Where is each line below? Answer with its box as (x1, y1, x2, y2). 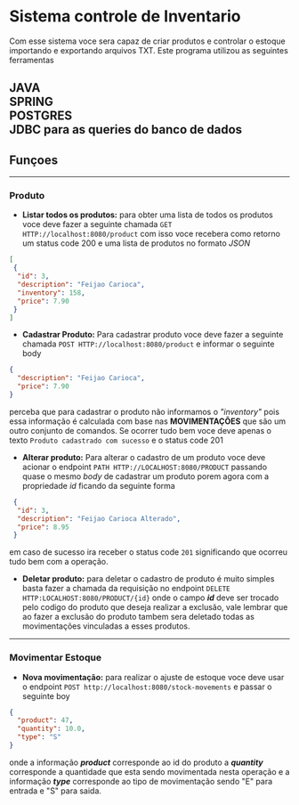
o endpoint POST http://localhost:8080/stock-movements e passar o (21, 681, 272, 692)
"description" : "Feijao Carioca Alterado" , (17, 514, 181, 523)
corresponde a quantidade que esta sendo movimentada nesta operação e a (9, 766, 290, 777)
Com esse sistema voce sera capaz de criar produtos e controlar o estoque (9, 36, 287, 46)
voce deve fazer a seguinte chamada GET (21, 219, 173, 230)
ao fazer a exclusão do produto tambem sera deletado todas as (21, 612, 255, 622)
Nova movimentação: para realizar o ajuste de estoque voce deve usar (21, 671, 285, 682)
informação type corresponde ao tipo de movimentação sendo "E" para (9, 776, 273, 786)
